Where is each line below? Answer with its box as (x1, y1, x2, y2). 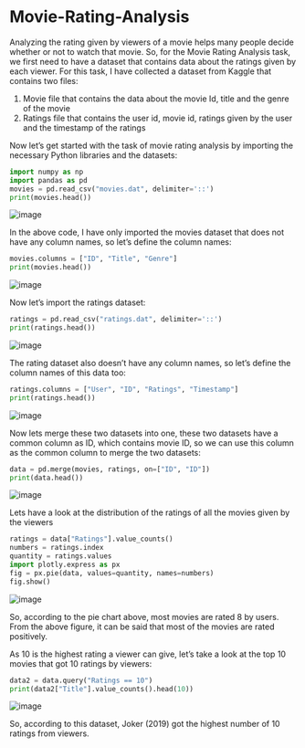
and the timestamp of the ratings (22, 121, 146, 133)
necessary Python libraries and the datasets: (9, 149, 178, 161)
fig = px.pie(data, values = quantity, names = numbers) (9, 568, 215, 577)
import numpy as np (9, 167, 84, 176)
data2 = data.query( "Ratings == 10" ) (9, 676, 153, 685)
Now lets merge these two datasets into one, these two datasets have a (9, 427, 279, 438)
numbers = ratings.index (9, 543, 104, 553)
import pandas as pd (9, 175, 89, 184)
